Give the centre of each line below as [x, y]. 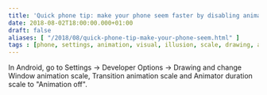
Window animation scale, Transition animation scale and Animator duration [130, 76]
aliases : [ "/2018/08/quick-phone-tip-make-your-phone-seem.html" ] [124, 38]
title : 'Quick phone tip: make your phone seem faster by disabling [124, 15]
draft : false [30, 30]
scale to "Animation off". [48, 85]
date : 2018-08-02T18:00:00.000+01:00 [71, 23]
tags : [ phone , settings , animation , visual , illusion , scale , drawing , [131, 45]
